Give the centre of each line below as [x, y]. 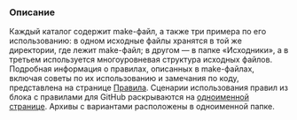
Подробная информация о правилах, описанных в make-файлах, [132, 69]
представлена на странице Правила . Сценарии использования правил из [149, 88]
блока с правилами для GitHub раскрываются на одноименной [129, 97]
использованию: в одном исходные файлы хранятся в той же [125, 41]
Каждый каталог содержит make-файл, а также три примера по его [138, 32]
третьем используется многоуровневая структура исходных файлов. [141, 60]
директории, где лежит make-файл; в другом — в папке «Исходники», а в [149, 50]
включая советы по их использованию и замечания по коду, [124, 79]
